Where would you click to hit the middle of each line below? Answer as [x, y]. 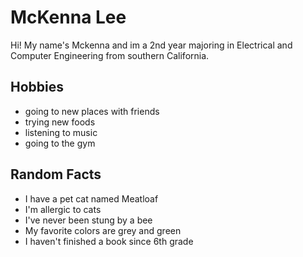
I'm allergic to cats [63, 209]
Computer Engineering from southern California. [110, 55]
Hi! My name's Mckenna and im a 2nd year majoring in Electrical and [151, 45]
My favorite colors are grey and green [103, 230]
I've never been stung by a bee [88, 220]
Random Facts [56, 174]
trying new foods [60, 122]
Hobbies [37, 87]
